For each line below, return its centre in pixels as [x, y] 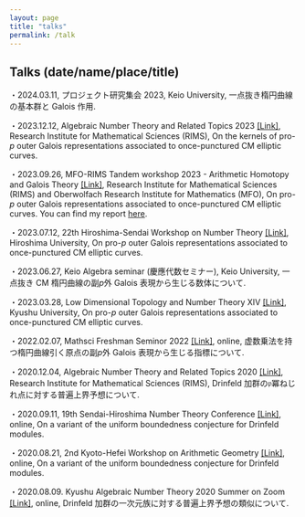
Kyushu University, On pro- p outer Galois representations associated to [144, 312]
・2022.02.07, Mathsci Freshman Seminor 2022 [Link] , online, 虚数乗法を [147, 341]
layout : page [34, 18]
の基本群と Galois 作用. [53, 107]
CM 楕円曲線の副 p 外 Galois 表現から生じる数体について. [141, 283]
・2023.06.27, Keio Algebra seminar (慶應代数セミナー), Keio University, [145, 271]
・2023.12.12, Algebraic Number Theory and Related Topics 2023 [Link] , [145, 126]
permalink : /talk [42, 35]
